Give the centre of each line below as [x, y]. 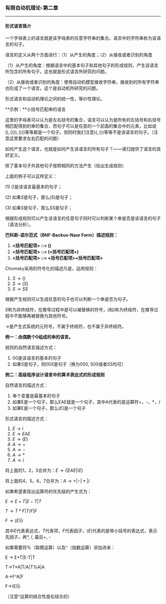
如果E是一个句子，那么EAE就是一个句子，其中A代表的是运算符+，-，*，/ [86, 402]
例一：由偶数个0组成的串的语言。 [39, 337]
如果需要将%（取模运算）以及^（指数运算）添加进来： [60, 547]
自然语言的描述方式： [27, 385]
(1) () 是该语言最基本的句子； [34, 186]
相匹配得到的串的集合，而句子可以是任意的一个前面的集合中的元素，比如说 [81, 126]
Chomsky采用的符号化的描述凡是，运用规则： [52, 268]
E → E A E [21, 434]
